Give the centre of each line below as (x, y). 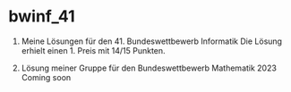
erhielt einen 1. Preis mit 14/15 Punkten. (94, 50)
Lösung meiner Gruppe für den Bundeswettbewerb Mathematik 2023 (149, 68)
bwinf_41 (42, 17)
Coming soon (46, 77)
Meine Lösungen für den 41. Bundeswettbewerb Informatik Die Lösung (152, 41)
